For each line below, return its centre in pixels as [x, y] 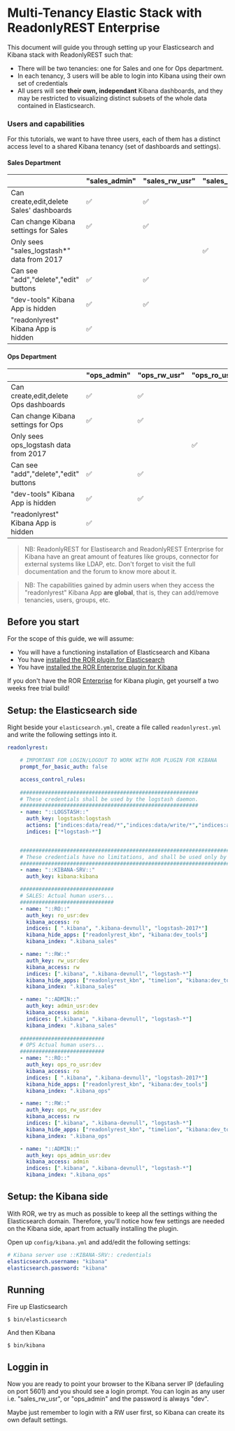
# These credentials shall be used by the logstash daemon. [109, 799]
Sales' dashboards [41, 211]
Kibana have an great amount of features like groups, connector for [121, 557]
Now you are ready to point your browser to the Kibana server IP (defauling [115, 1384]
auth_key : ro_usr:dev [57, 915]
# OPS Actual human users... [62, 1045]
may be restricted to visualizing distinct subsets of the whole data [112, 98]
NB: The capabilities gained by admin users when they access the [119, 585]
